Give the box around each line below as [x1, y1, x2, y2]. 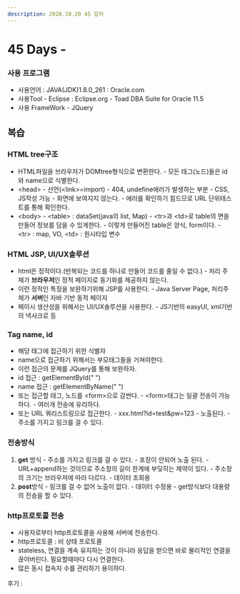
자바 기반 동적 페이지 [50, 293, 108, 302]
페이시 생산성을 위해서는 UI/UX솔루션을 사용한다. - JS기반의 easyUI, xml [17, 303, 221, 311]
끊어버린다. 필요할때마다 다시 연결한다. [17, 555, 125, 563]
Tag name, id [7, 330, 54, 340]
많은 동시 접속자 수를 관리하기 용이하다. [17, 563, 127, 572]
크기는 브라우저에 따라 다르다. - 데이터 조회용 [25, 473, 151, 482]
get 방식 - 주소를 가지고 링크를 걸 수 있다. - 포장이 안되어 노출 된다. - [17, 455, 209, 464]
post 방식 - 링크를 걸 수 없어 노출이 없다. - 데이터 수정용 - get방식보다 [17, 482, 211, 490]
